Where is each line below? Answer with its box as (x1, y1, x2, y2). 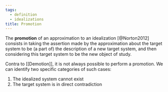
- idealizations (10, 17, 44, 22)
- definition (10, 12, 37, 17)
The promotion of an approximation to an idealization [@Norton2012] (5, 35, 149, 41)
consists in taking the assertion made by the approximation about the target (5, 41, 162, 47)
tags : (5, 7, 17, 13)
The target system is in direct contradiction (12, 81, 102, 87)
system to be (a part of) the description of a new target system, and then (5, 46, 157, 52)
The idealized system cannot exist (12, 76, 84, 82)
